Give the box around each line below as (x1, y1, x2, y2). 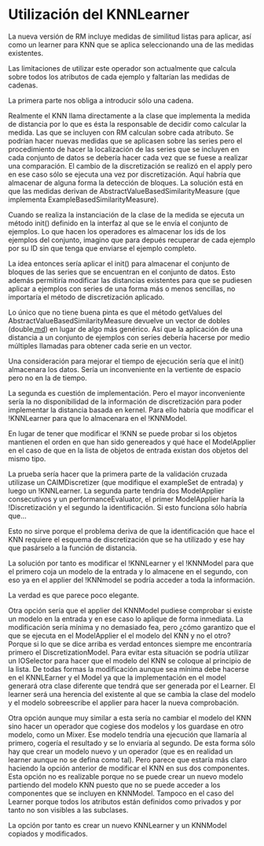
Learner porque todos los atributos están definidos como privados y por (8, 796, 242, 806)
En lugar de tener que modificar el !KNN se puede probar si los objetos (8, 428, 237, 438)
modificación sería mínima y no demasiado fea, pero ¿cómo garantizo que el (8, 622, 255, 632)
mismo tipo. (8, 453, 46, 463)
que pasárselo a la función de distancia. (8, 542, 137, 553)
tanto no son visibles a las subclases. (8, 805, 129, 814)
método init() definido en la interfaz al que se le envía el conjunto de (8, 218, 229, 228)
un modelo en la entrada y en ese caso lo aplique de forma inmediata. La (8, 613, 244, 624)
